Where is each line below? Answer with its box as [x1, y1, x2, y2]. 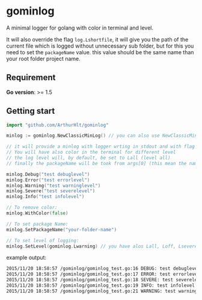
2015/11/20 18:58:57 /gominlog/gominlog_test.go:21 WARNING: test [6, 288, 176, 294]
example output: [6, 254, 47, 261]
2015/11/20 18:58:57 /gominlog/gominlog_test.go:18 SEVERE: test [6, 277, 173, 283]
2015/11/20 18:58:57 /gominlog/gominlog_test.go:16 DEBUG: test [6, 266, 171, 272]
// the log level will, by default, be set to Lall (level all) [6, 155, 171, 161]
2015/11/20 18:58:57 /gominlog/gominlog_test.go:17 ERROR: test [6, 271, 171, 278]
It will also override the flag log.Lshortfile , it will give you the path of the [6, 36, 189, 43]
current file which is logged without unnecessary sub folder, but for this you [6, 42, 194, 49]
